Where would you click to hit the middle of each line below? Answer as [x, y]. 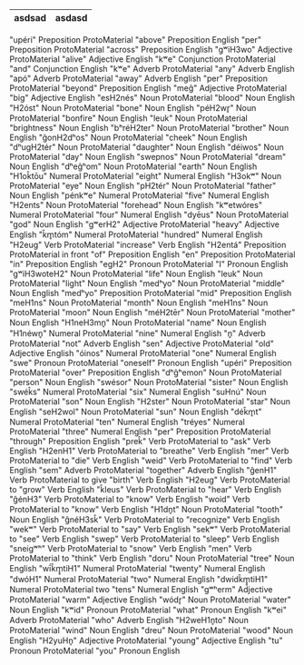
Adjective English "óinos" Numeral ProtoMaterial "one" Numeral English [143, 353]
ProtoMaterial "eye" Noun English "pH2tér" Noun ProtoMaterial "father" [143, 186]
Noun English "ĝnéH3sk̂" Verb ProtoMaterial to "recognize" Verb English [145, 520]
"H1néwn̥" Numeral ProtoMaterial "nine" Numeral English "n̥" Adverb [137, 333]
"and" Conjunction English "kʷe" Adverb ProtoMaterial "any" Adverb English [152, 69]
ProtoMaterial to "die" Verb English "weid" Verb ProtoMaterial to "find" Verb [151, 461]
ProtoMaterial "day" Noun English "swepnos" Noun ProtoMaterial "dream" [148, 157]
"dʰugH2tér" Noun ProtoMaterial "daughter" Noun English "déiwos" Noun [147, 147]
